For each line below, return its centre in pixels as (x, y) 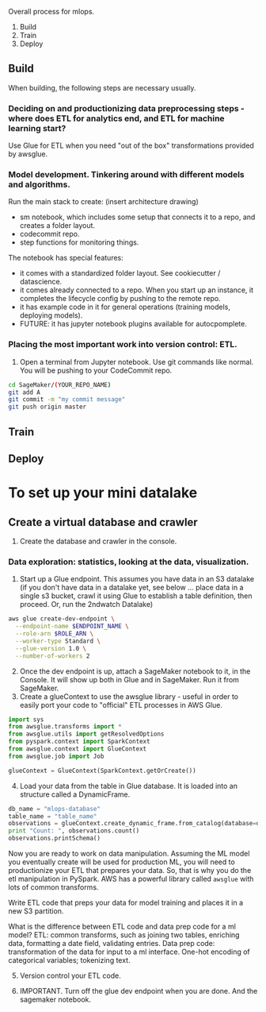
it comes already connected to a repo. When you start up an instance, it (137, 290)
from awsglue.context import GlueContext (78, 749)
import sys (26, 719)
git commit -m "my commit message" (67, 400)
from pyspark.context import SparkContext (79, 742)
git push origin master (47, 407)
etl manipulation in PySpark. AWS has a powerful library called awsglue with (131, 879)
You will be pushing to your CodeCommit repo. (96, 370)
